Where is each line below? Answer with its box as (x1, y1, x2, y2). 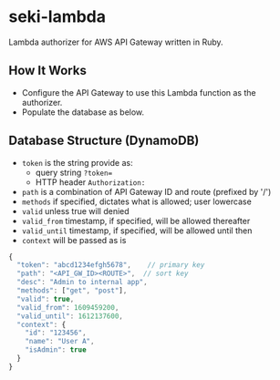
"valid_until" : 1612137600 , (16, 312, 124, 321)
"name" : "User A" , (25, 337, 95, 346)
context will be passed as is (21, 234, 127, 245)
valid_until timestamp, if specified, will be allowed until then (21, 225, 253, 236)
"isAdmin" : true (25, 345, 88, 354)
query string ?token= (35, 167, 113, 178)
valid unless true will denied (21, 205, 130, 216)
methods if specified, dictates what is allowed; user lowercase (21, 196, 252, 207)
